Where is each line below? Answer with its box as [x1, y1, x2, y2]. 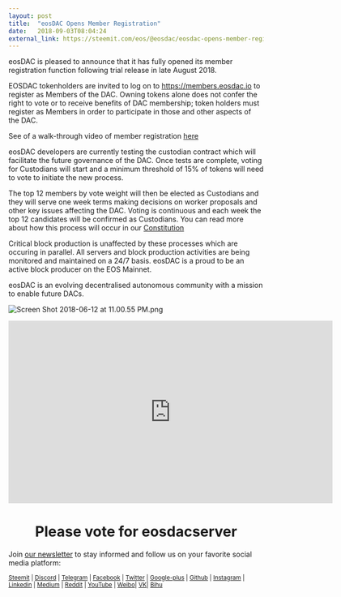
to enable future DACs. [8, 289, 85, 298]
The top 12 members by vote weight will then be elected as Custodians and [8, 188, 259, 199]
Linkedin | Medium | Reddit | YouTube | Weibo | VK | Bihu [8, 581, 164, 589]
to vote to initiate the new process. [8, 173, 124, 183]
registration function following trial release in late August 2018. [8, 66, 217, 75]
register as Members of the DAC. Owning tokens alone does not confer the [8, 90, 258, 100]
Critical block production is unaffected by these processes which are [8, 238, 238, 248]
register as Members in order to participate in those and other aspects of [8, 107, 252, 117]
